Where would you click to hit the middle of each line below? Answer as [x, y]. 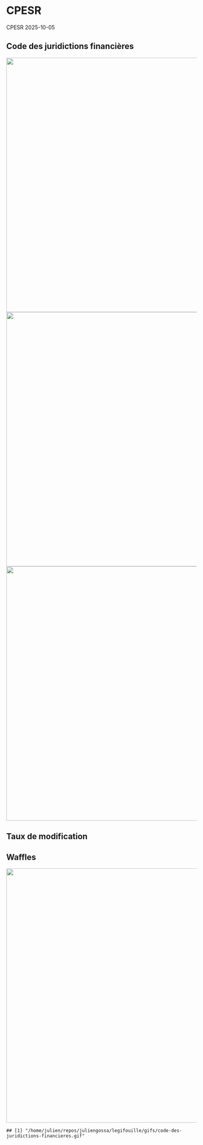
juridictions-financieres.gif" [46, 1136]
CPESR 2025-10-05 [31, 27]
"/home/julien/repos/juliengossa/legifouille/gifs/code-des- [104, 1130]
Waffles [21, 857]
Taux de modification [47, 836]
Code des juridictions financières [70, 46]
